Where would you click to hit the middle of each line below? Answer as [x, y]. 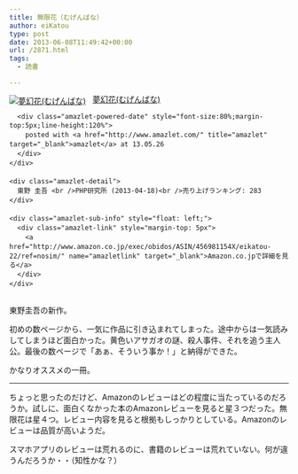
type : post [29, 34]
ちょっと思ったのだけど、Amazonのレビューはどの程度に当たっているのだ [144, 397]
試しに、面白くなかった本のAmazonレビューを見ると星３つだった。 [156, 408]
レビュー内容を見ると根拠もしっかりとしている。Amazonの [171, 419]
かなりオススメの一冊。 [52, 369]
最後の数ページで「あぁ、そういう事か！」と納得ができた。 [133, 351]
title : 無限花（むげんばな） [56, 17]
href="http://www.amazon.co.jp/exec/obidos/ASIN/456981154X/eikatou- [141, 246]
